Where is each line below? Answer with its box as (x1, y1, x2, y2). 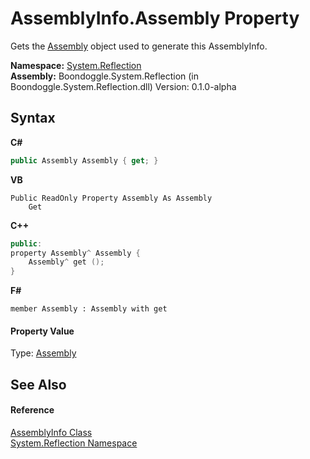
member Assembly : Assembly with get (10, 304, 168, 314)
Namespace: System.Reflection (10, 59, 142, 71)
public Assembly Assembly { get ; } (10, 155, 159, 166)
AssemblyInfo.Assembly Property (10, 7, 300, 30)
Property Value (10, 325, 75, 337)
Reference (10, 404, 55, 416)
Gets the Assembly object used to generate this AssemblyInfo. (10, 40, 268, 52)
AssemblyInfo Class (10, 426, 93, 438)
